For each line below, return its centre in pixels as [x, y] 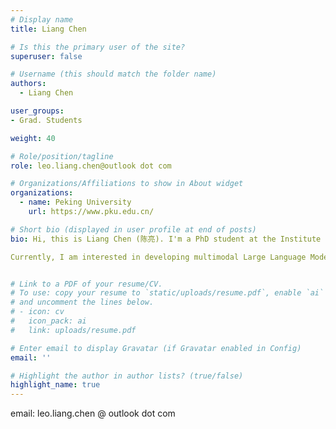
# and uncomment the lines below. [82, 302]
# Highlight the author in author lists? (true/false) [127, 376]
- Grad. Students [46, 120]
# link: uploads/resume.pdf [73, 330]
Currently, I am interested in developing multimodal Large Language [158, 257]
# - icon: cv [37, 312]
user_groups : [37, 111]
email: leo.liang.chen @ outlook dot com [93, 413]
